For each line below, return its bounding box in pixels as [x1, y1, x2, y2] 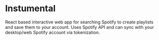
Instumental [5, 3, 56, 14]
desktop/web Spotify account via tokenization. [5, 29, 100, 35]
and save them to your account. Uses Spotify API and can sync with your [5, 24, 155, 30]
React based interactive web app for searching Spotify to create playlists [5, 19, 154, 25]
